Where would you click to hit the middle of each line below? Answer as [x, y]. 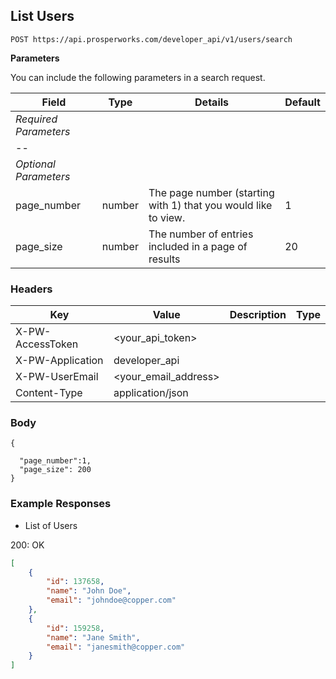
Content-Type [49, 393]
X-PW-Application [59, 361]
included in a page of [198, 246]
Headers [31, 289]
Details [212, 102]
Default [302, 102]
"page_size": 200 [55, 470]
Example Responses [61, 504]
